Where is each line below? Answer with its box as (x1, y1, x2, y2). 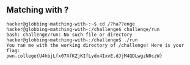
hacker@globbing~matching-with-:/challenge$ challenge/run (6, 26, 160, 32)
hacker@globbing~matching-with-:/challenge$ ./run (6, 36, 138, 43)
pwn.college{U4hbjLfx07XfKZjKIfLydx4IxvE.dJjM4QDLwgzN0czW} (6, 53, 163, 59)
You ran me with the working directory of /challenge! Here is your (6, 42, 185, 48)
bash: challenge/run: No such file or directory (6, 32, 133, 38)
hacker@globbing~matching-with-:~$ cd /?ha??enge (6, 21, 136, 27)
